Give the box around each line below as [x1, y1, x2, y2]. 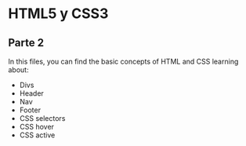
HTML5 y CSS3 [8, 5, 109, 23]
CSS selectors [19, 114, 66, 122]
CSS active [19, 130, 56, 140]
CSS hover [19, 122, 55, 131]
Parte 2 [8, 36, 45, 49]
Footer [19, 105, 42, 115]
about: [8, 65, 29, 75]
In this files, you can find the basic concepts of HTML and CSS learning [8, 57, 239, 66]
